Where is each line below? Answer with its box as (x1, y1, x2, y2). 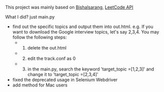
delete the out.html (27, 45, 67, 50)
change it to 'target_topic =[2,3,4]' (27, 71, 99, 77)
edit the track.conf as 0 (27, 55, 76, 61)
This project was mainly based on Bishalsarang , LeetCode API (5, 4, 134, 10)
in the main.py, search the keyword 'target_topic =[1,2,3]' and (27, 66, 154, 72)
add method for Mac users (12, 82, 68, 88)
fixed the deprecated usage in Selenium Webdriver (12, 77, 118, 82)
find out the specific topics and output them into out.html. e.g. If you (12, 23, 154, 29)
